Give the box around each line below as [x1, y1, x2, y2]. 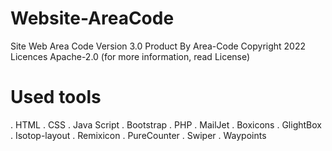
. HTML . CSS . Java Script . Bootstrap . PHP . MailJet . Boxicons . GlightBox [10, 118, 322, 131]
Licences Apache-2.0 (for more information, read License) [10, 50, 251, 62]
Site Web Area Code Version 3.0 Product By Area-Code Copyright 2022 [10, 40, 307, 52]
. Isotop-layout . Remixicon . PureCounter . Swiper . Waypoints [10, 129, 267, 141]
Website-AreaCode [10, 7, 175, 30]
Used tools [10, 86, 102, 109]
